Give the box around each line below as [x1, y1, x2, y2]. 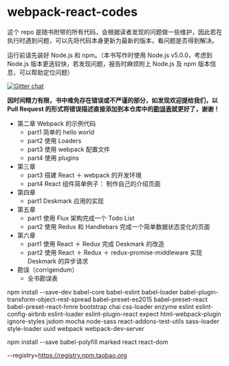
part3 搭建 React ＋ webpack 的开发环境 [27, 171, 142, 179]
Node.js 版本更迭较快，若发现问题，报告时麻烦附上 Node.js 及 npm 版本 [7, 59, 210, 67]
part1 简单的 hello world [27, 128, 95, 136]
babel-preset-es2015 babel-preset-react [92, 295, 208, 303]
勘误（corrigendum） [17, 266, 78, 274]
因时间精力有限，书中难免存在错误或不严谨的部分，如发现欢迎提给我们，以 [7, 96, 218, 104]
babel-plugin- [179, 288, 219, 296]
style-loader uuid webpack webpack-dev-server [7, 324, 144, 332]
